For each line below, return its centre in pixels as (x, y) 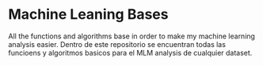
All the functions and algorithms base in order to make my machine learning (132, 36)
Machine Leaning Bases (88, 14)
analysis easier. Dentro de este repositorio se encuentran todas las (117, 44)
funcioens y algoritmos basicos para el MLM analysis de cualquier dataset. (130, 52)
